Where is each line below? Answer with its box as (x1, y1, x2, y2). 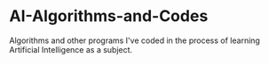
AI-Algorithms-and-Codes (9, 6, 209, 26)
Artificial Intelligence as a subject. (9, 44, 133, 54)
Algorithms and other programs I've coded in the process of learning (9, 35, 260, 46)
